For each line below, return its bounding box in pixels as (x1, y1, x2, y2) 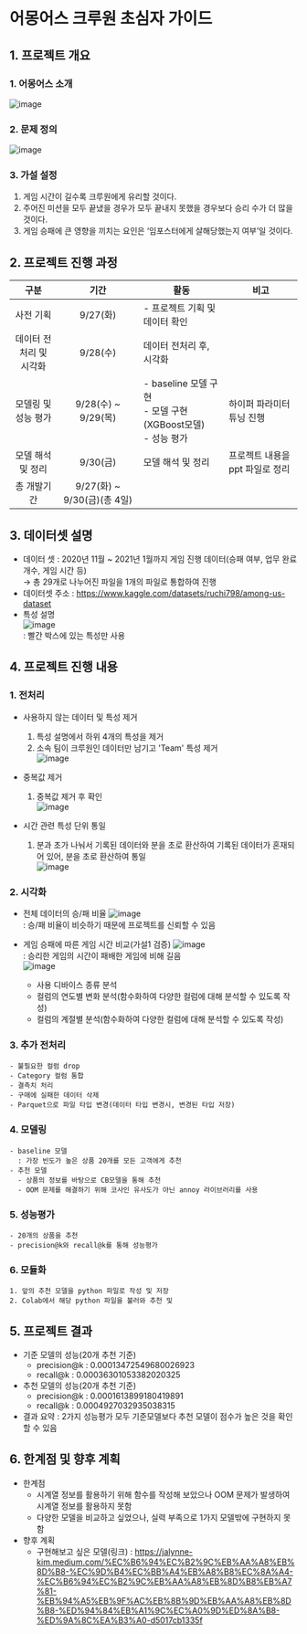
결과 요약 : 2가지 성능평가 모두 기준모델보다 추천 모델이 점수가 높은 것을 (22, 1411, 277, 1422)
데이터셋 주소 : (22, 588, 75, 599)
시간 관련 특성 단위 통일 (22, 819, 107, 831)
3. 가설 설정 (9, 169, 58, 182)
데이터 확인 (143, 316, 189, 329)
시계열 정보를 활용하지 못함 (36, 1500, 132, 1512)
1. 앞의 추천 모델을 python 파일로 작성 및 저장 (9, 1287, 169, 1296)
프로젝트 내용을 (228, 449, 291, 462)
